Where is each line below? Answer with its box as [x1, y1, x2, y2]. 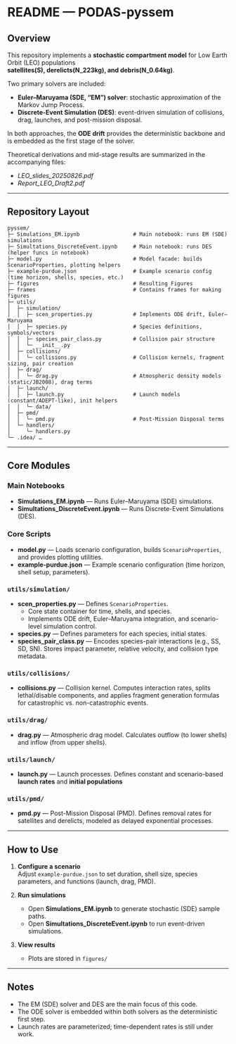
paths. [27, 912, 47, 921]
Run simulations [17, 891, 66, 900]
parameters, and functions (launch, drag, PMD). [17, 877, 156, 886]
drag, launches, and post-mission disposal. [17, 115, 143, 124]
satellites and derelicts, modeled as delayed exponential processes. [17, 817, 214, 825]
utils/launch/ [7, 755, 55, 764]
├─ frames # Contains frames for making [7, 286, 221, 293]
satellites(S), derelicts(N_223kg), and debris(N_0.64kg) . [7, 66, 175, 74]
